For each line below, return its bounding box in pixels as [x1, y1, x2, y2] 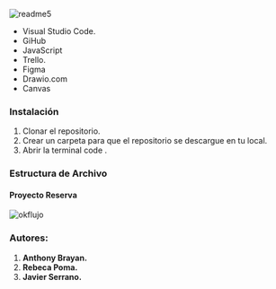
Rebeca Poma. [22, 261, 78, 273]
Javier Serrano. [22, 271, 83, 282]
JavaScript [22, 45, 63, 56]
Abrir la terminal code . [22, 144, 108, 156]
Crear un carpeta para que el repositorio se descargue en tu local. [22, 136, 268, 146]
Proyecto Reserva [9, 189, 78, 200]
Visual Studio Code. [22, 26, 96, 36]
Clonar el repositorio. [22, 126, 101, 136]
